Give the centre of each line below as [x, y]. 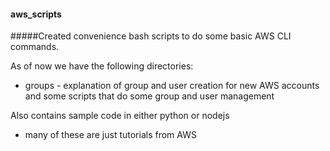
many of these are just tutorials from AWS [110, 135]
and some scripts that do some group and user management [149, 96]
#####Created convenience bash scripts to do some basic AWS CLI [151, 36]
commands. [35, 47]
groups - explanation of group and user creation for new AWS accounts [172, 86]
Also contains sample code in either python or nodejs [120, 116]
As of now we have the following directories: [102, 66]
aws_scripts [36, 14]
